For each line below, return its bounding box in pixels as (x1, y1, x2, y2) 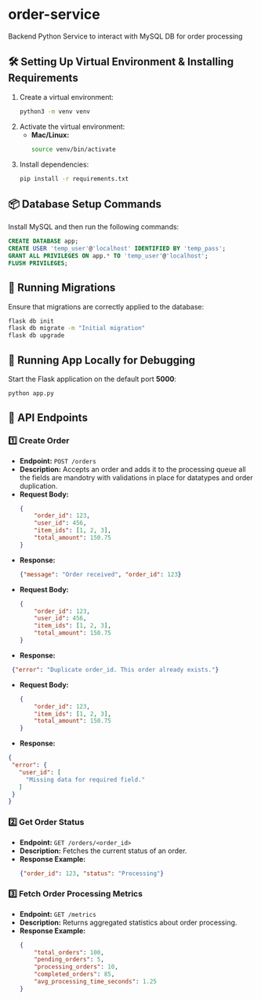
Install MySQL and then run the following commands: (8, 222, 179, 232)
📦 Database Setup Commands (8, 197, 162, 211)
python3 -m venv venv (19, 108, 91, 115)
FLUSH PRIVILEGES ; (8, 259, 68, 267)
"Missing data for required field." (25, 775, 146, 783)
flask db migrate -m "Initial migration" (8, 324, 146, 332)
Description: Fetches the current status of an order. (19, 846, 187, 855)
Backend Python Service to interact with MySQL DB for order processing (8, 31, 243, 41)
